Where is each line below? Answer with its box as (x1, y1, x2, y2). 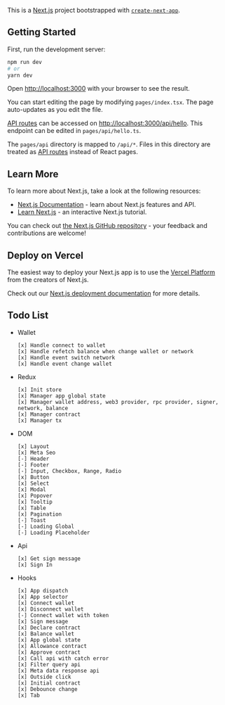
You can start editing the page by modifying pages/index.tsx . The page (7, 98, 214, 106)
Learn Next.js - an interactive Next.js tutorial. (17, 208, 147, 217)
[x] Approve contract (17, 649, 81, 656)
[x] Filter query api (17, 661, 81, 668)
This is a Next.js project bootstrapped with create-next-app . (7, 6, 181, 14)
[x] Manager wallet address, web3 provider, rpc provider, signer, (17, 398, 219, 405)
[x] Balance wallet (17, 630, 75, 637)
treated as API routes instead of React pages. (7, 148, 138, 156)
